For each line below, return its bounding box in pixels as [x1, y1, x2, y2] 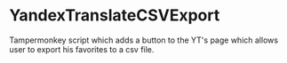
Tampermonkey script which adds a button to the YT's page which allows [9, 35, 278, 45]
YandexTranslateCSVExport [9, 5, 220, 26]
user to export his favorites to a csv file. [9, 43, 155, 54]
